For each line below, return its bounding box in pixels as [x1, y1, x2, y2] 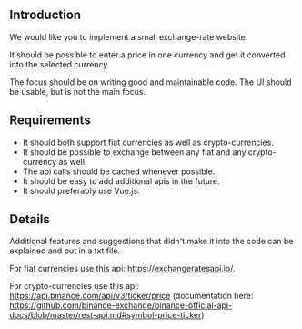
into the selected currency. [9, 58, 110, 69]
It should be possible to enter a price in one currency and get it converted [9, 49, 286, 60]
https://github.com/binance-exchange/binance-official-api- [9, 300, 233, 311]
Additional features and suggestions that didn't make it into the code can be [9, 236, 294, 247]
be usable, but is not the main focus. [9, 86, 146, 97]
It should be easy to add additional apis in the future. [22, 175, 220, 186]
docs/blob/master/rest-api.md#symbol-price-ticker [9, 310, 202, 321]
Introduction [9, 7, 82, 23]
